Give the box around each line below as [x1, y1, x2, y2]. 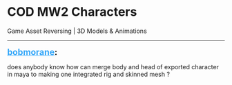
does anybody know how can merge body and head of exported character [7, 62, 220, 71]
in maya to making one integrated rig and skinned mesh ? [7, 70, 171, 78]
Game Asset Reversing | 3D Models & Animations [7, 27, 147, 35]
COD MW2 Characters [7, 4, 137, 20]
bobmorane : [7, 46, 58, 58]
